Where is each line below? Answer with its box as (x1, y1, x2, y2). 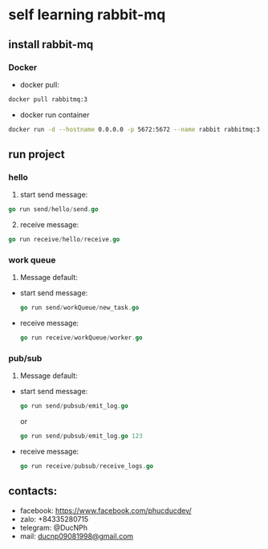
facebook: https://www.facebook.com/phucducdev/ (19, 506, 193, 515)
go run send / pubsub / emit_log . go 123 (19, 432, 143, 441)
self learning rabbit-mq (8, 6, 166, 24)
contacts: (8, 484, 58, 498)
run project (8, 148, 66, 161)
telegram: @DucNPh (19, 523, 88, 532)
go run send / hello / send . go (8, 205, 99, 213)
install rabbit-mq (8, 38, 94, 51)
